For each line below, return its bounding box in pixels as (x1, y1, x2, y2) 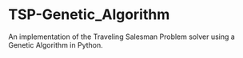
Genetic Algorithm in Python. (8, 40, 104, 49)
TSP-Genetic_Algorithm (8, 6, 170, 24)
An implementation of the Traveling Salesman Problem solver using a (8, 32, 236, 41)
